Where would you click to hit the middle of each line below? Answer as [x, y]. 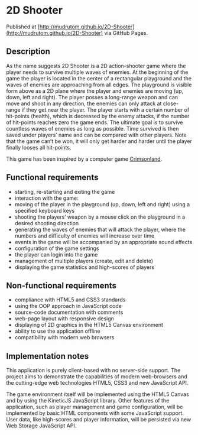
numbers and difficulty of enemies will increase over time [85, 236]
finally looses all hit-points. [39, 147]
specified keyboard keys [45, 210]
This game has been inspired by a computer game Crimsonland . [84, 159]
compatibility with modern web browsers [64, 337]
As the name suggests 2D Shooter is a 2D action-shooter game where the [96, 66]
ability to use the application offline [57, 331]
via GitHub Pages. [126, 33]
